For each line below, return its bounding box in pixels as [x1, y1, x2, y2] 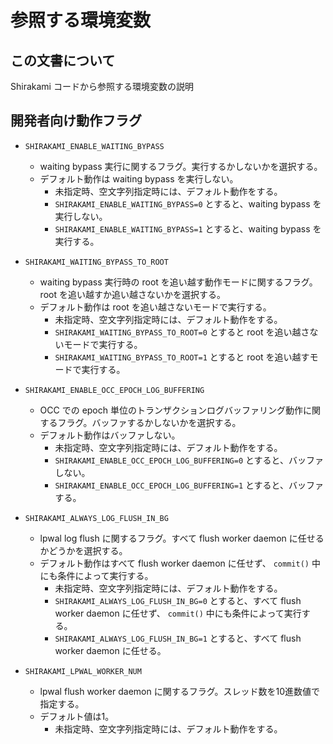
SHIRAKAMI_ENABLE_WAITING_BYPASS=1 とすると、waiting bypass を [54, 222, 322, 235]
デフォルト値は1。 [39, 710, 115, 722]
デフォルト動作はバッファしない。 [39, 429, 181, 441]
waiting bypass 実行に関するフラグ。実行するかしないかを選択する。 [39, 160, 323, 172]
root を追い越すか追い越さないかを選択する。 [39, 288, 226, 300]
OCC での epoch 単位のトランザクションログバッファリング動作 [39, 404, 303, 416]
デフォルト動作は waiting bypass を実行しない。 [39, 172, 239, 185]
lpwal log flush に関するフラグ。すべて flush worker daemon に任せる [39, 532, 325, 544]
